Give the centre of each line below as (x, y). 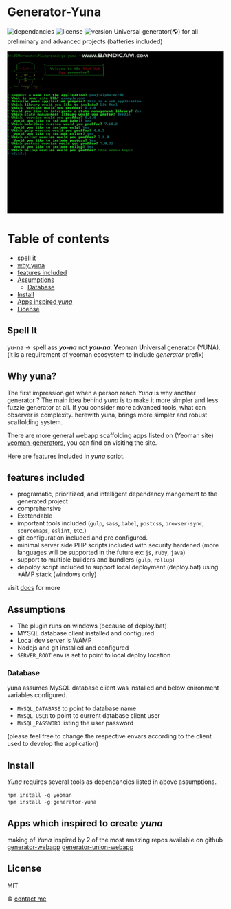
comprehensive (39, 509)
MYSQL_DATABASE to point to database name (77, 708)
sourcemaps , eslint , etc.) (52, 531)
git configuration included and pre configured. (82, 538)
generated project (43, 501)
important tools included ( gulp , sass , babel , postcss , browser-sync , (110, 523)
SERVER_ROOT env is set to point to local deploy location (94, 655)
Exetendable (35, 516)
